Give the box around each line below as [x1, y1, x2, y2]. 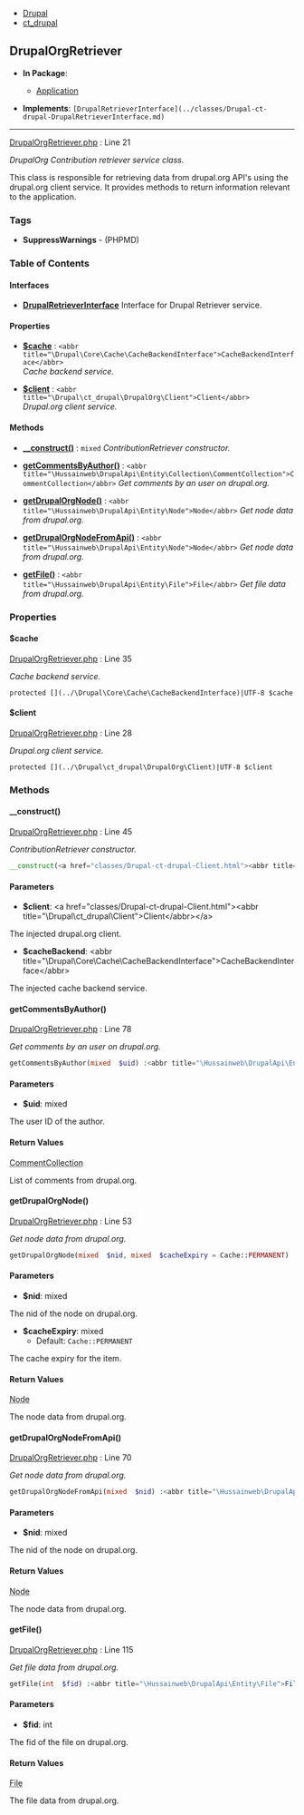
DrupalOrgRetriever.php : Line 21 [9, 136, 131, 148]
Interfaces [9, 279, 50, 290]
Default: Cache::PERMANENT [35, 1335, 133, 1346]
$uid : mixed [22, 1098, 68, 1109]
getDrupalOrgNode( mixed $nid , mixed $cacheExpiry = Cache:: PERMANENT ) [9, 1251, 290, 1260]
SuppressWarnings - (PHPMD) [22, 235, 140, 246]
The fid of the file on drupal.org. [9, 1736, 128, 1747]
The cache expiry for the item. [9, 1352, 122, 1363]
